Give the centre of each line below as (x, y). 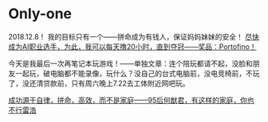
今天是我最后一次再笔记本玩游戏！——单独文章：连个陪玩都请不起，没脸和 (130, 63)
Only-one (40, 14)
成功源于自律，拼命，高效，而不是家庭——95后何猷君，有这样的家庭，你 (128, 100)
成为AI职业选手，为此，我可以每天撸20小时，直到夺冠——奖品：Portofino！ (132, 46)
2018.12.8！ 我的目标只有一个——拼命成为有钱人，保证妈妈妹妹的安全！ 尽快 (134, 36)
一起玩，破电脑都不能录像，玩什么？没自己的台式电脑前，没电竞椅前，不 (134, 73)
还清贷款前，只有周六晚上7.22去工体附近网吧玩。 (109, 83)
